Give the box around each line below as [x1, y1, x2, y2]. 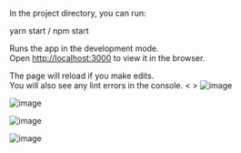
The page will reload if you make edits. [9, 70, 155, 81]
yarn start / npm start [9, 25, 89, 36]
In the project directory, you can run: [9, 8, 146, 18]
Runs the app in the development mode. [9, 43, 159, 54]
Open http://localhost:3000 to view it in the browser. [9, 53, 206, 63]
